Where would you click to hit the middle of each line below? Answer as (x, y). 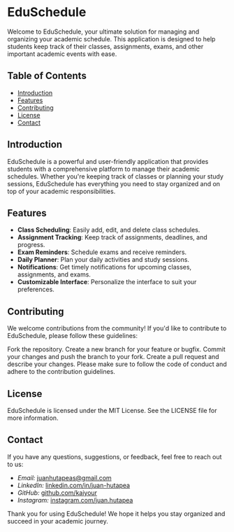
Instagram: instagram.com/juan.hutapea (75, 500)
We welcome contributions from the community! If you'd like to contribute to (117, 328)
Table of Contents (47, 76)
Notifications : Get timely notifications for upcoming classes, (104, 267)
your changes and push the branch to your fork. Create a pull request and (113, 357)
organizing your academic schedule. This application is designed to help (111, 38)
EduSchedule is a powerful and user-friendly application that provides (108, 161)
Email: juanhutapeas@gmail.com (64, 477)
